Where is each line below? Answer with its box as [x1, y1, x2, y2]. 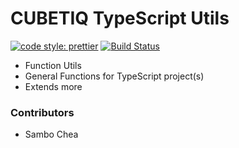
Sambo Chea [24, 128, 79, 141]
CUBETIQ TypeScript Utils [10, 7, 230, 30]
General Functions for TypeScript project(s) [24, 70, 205, 82]
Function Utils [24, 59, 82, 71]
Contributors [10, 105, 75, 119]
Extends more [24, 80, 83, 92]
